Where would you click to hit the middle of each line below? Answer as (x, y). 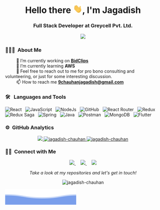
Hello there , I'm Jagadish (83, 10)
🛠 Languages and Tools (36, 97)
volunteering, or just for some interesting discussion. (59, 76)
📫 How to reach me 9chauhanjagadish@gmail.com (70, 82)
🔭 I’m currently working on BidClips (52, 60)
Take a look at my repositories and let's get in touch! (83, 172)
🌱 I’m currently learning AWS (45, 66)
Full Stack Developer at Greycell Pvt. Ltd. (83, 26)
